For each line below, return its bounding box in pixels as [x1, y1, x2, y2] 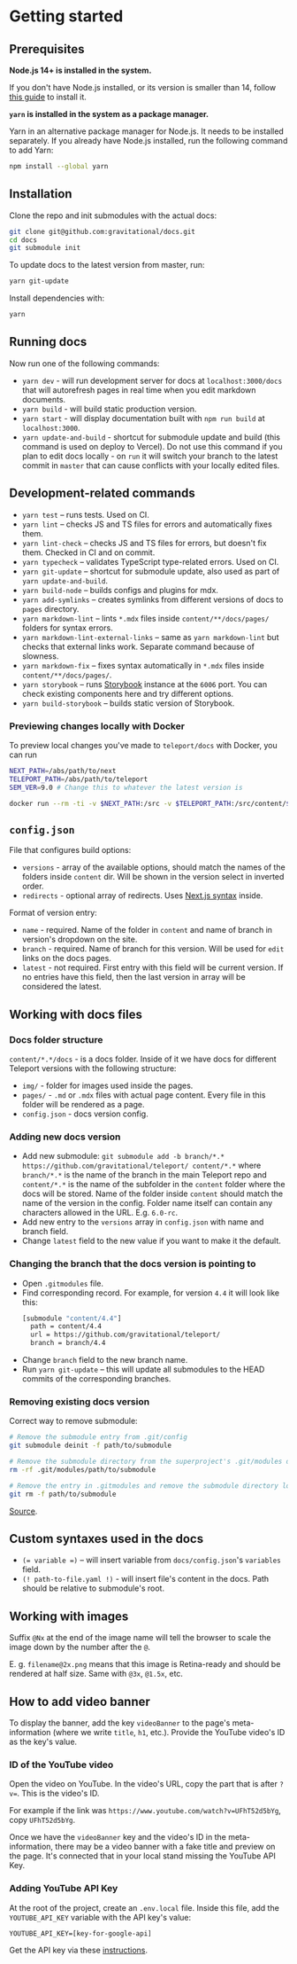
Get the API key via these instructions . [9, 1944, 148, 1955]
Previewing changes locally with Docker [9, 720, 186, 732]
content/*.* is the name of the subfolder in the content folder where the [21, 1179, 286, 1190]
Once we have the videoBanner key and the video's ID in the [9, 1832, 227, 1843]
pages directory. [21, 603, 80, 614]
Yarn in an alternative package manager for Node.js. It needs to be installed [9, 126, 285, 137]
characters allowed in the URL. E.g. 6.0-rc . [21, 1208, 179, 1218]
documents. [21, 394, 66, 404]
